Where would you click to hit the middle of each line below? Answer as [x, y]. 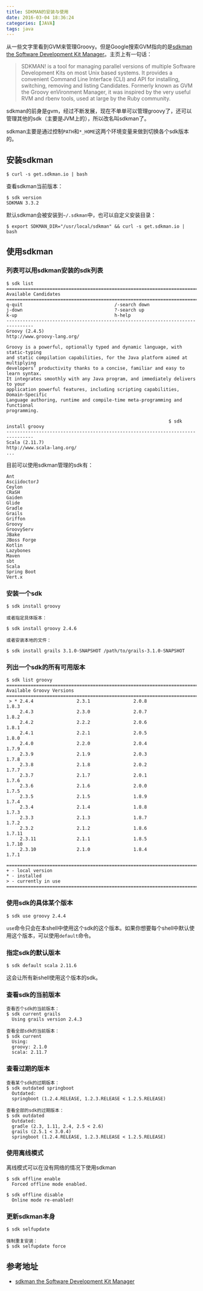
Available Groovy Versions [40, 691]
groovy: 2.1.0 [29, 1047]
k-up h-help [69, 315]
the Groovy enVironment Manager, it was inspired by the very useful [106, 92]
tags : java [20, 29]
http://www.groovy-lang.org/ [43, 337]
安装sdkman [30, 160]
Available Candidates [34, 294]
